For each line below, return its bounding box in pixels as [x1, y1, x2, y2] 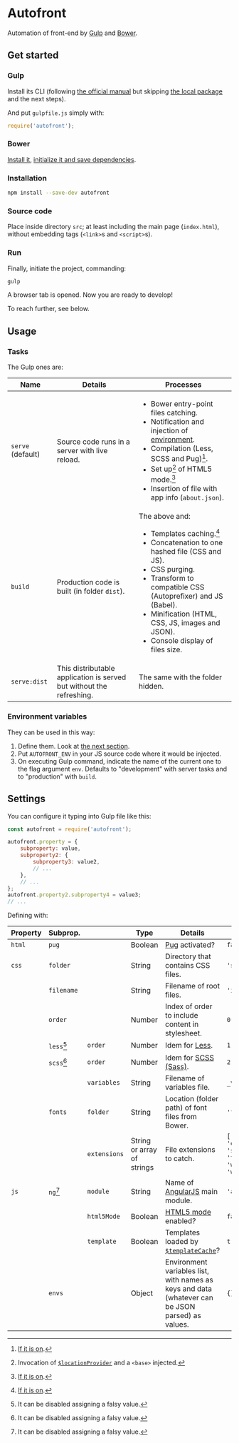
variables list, [164, 1265, 210, 1275]
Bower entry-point [150, 399, 213, 409]
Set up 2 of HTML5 [150, 462, 212, 474]
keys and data [164, 1283, 212, 1293]
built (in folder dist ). [56, 586, 125, 596]
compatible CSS [150, 582, 205, 592]
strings [130, 1162, 154, 1172]
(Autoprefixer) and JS [150, 591, 223, 601]
